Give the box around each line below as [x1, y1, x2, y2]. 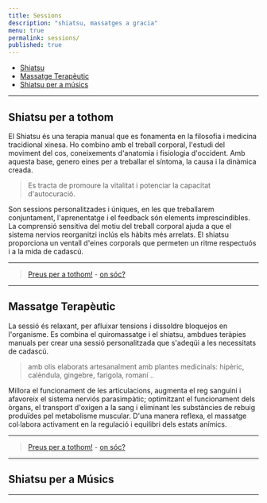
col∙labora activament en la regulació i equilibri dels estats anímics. [8, 419, 227, 429]
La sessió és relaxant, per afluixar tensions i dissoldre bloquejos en [8, 321, 228, 331]
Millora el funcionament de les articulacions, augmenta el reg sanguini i [8, 385, 242, 395]
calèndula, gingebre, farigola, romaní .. [27, 370, 155, 380]
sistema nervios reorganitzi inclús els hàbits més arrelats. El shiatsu [8, 230, 229, 239]
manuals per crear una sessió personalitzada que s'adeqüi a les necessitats [8, 338, 257, 347]
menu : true [8, 26, 44, 34]
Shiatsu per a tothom [8, 110, 114, 124]
